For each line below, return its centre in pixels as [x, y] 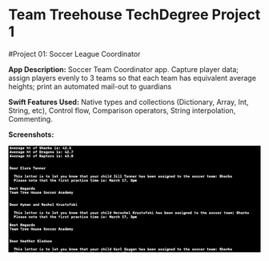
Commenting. [31, 118]
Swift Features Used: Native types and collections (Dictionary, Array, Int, [128, 102]
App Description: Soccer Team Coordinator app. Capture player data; [123, 69]
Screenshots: [31, 135]
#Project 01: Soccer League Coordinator [74, 54]
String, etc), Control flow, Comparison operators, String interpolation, [122, 110]
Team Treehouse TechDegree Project [134, 15]
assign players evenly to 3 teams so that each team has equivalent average [132, 78]
